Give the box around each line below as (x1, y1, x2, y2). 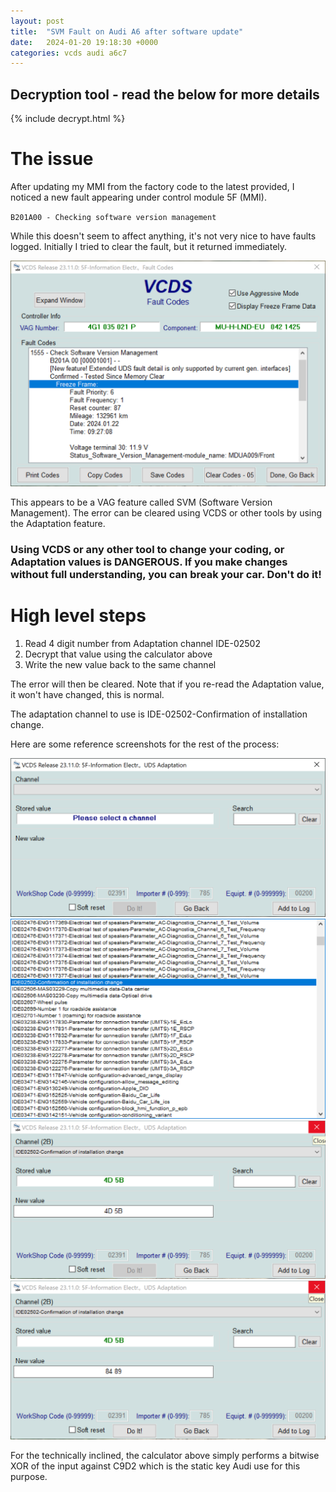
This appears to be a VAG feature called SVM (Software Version (10, 496, 273, 509)
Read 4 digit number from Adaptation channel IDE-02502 (24, 638, 261, 650)
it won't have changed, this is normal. (10, 689, 165, 701)
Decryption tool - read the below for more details (10, 86, 320, 103)
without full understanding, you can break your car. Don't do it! (10, 568, 322, 582)
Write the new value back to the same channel (24, 659, 217, 671)
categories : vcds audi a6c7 (10, 48, 128, 58)
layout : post (10, 16, 65, 26)
